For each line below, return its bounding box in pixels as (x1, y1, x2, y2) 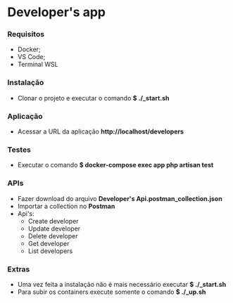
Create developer (27, 217, 79, 225)
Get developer (27, 239, 70, 247)
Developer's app (7, 4, 106, 20)
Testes (7, 145, 32, 155)
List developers (27, 247, 73, 255)
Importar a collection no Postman (17, 202, 115, 210)
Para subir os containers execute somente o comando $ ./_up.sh (17, 288, 206, 296)
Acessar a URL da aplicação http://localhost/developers (17, 127, 184, 136)
